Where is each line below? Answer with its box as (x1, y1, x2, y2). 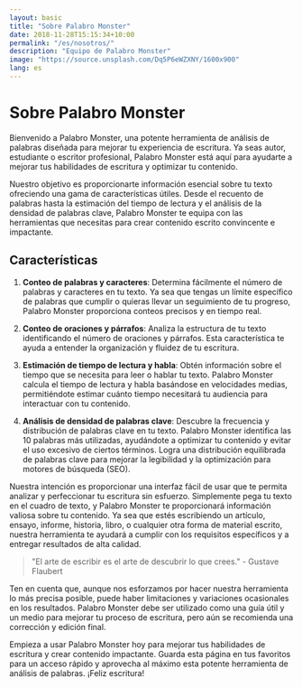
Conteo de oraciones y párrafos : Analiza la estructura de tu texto (22, 322, 267, 334)
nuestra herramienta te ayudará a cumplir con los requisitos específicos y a (9, 529, 289, 540)
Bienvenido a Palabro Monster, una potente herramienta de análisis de (9, 132, 270, 143)
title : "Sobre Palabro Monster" (9, 22, 131, 31)
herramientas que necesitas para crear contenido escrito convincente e (9, 217, 276, 227)
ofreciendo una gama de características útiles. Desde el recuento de (9, 188, 264, 199)
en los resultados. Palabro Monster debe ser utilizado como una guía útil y (9, 602, 285, 613)
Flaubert (31, 565, 63, 576)
